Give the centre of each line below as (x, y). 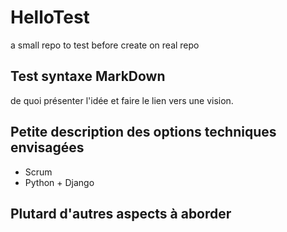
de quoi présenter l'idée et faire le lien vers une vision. (122, 100)
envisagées (47, 147)
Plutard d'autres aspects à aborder (121, 213)
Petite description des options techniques (143, 132)
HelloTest (50, 17)
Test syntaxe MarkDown (88, 76)
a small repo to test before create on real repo (105, 45)
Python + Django (59, 182)
